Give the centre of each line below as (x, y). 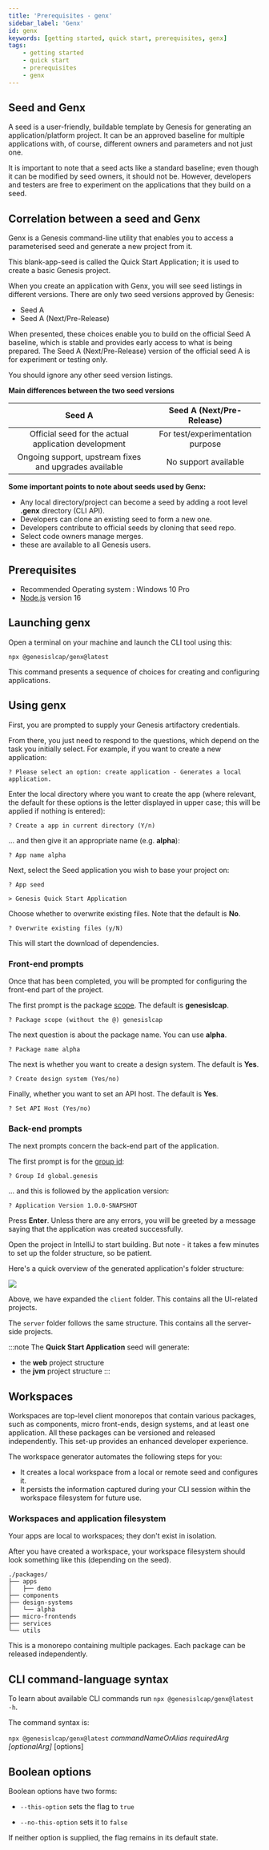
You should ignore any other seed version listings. (91, 375)
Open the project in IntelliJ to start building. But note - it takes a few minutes (134, 1245)
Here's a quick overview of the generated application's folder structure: (126, 1269)
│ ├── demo (30, 1589)
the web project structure (62, 1363)
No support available (205, 462)
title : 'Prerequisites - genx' (60, 16)
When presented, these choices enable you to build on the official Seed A (129, 334)
